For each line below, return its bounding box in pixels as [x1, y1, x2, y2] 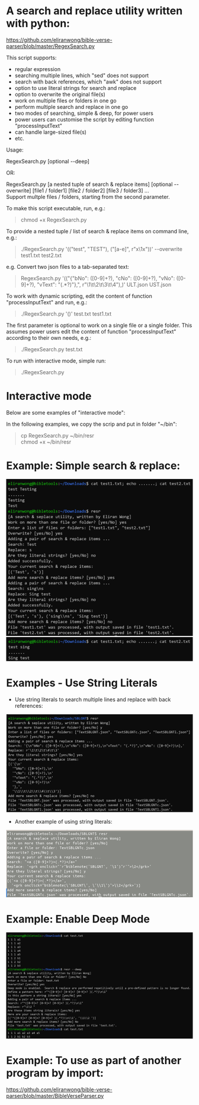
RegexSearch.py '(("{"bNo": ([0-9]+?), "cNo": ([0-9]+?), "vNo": [20, 274, 175, 282]
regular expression [14, 65, 61, 72]
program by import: [6, 1067, 104, 1080]
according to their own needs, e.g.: [6, 334, 92, 341]
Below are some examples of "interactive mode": [6, 409, 126, 416]
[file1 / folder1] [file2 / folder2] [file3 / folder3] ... [32, 187, 149, 194]
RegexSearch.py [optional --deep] [6, 158, 90, 165]
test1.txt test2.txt [20, 252, 62, 259]
